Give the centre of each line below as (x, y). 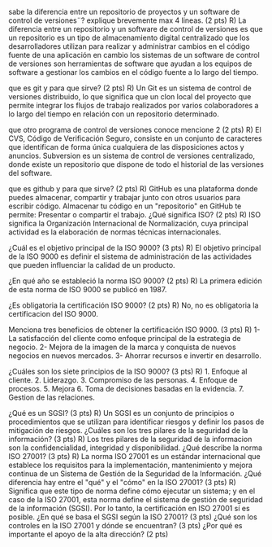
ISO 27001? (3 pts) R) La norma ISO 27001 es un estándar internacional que (135, 456)
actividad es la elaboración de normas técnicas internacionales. (115, 232)
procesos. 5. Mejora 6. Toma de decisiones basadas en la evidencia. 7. (126, 389)
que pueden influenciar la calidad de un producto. (92, 265)
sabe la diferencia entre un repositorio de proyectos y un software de (124, 12)
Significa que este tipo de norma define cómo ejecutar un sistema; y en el (132, 491)
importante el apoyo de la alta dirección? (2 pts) (89, 534)
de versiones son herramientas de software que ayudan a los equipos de (130, 63)
